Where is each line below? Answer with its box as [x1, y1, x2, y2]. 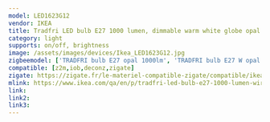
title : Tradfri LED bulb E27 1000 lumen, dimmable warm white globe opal [8, 26, 261, 35]
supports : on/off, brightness [8, 42, 110, 50]
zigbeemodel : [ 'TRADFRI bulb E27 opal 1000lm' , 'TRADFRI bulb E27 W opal [8, 57, 261, 65]
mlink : [8, 79, 31, 87]
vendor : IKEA [8, 19, 52, 27]
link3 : [8, 101, 31, 109]
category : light [8, 34, 63, 43]
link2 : [8, 94, 31, 102]
